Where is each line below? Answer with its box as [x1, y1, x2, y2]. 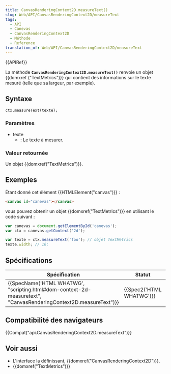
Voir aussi [5, 344, 38, 353]
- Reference [10, 41, 36, 46]
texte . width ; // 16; [5, 242, 49, 247]
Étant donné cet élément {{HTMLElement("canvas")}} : [5, 189, 121, 195]
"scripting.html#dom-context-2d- [8, 286, 92, 293]
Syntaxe [5, 95, 32, 103]
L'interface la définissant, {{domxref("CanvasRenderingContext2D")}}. [12, 358, 160, 364]
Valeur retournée [5, 149, 48, 157]
